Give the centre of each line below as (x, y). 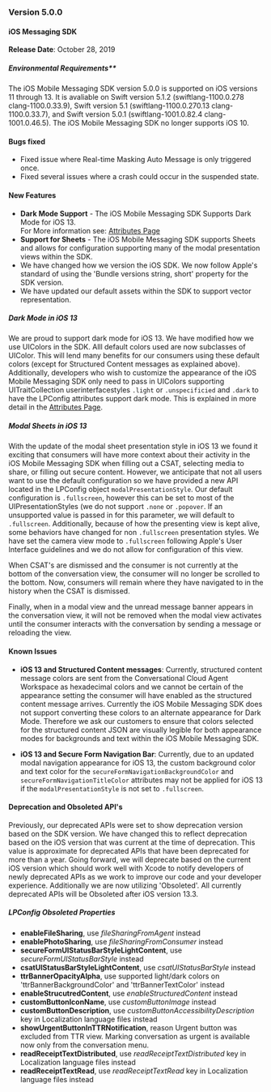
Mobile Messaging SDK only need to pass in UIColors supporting (116, 381)
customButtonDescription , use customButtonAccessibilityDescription (137, 1010)
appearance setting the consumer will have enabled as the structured (136, 695)
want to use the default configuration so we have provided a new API (123, 481)
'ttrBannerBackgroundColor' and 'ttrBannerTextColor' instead (122, 984)
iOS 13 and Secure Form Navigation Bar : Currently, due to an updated (137, 754)
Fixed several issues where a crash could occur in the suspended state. (140, 177)
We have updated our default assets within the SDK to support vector (135, 291)
